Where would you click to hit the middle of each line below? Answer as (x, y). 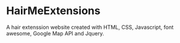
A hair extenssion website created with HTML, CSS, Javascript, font (90, 27)
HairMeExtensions (53, 11)
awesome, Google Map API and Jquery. (55, 33)
